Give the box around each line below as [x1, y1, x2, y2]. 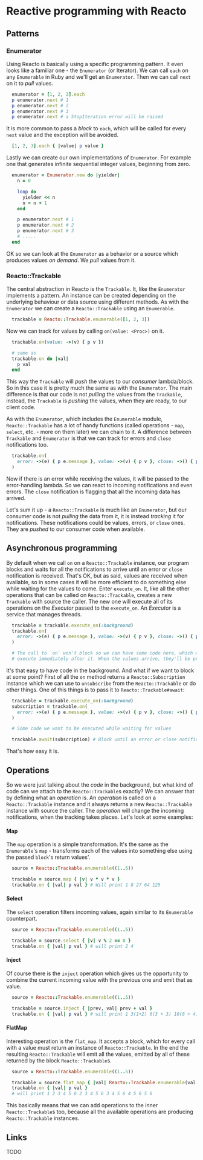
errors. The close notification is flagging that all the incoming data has [6, 488, 181, 495]
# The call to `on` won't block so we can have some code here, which [11, 650, 193, 656]
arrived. [6, 494, 26, 501]
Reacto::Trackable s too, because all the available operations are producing [6, 1108, 193, 1116]
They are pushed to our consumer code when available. [6, 525, 146, 533]
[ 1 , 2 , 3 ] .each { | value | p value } [11, 143, 104, 149]
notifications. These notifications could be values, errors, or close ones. [6, 519, 185, 526]
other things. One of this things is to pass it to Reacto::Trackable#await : [6, 686, 185, 693]
